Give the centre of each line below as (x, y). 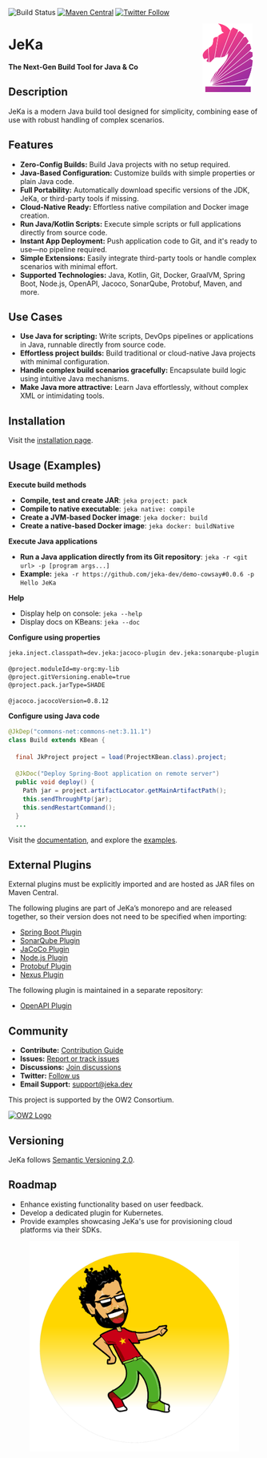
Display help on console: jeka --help (81, 613)
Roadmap (33, 1185)
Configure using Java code (54, 716)
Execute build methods (47, 485)
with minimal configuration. (65, 362)
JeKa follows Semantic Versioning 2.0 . (72, 1159)
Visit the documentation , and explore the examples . (93, 840)
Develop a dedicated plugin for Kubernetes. (92, 1212)
